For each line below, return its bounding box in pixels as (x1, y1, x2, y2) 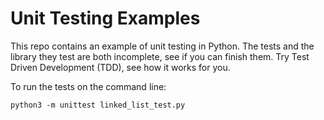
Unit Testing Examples (10, 7, 201, 30)
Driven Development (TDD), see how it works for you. (10, 61, 231, 73)
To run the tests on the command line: (10, 80, 167, 92)
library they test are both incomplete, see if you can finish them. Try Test (10, 50, 310, 62)
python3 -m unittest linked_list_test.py (10, 100, 186, 110)
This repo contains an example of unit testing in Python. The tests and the (10, 40, 315, 52)
